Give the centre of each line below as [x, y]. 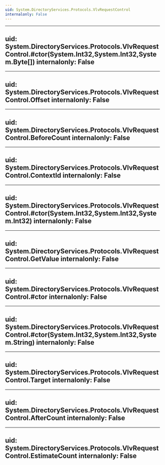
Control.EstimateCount [41, 456]
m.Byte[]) [20, 62]
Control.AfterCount [35, 418]
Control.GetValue [32, 259]
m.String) [20, 342]
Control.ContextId [33, 176]
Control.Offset [27, 100]
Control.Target [28, 380]
